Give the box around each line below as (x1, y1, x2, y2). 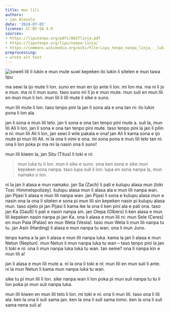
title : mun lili (5, 7, 39, 13)
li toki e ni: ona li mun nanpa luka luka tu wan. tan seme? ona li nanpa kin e (5, 245, 160, 252)
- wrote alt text (5, 54, 42, 60)
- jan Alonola (5, 17, 35, 22)
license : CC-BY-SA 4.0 (5, 26, 53, 32)
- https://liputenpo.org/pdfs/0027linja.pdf (5, 36, 101, 41)
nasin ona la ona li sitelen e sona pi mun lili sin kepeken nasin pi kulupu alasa (5, 198, 165, 204)
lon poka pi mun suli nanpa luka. (5, 282, 72, 288)
